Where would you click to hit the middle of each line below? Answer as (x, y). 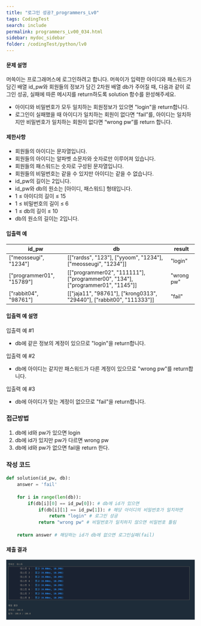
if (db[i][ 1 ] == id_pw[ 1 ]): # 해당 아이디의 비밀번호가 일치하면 (111, 510)
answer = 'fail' (37, 485)
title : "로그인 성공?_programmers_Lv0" (53, 13)
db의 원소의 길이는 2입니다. (47, 219)
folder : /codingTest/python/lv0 (46, 44)
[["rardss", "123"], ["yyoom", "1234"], (115, 258)
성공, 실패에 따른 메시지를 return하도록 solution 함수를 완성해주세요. (97, 94)
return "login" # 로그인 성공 (83, 516)
